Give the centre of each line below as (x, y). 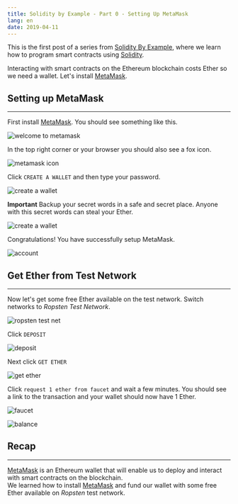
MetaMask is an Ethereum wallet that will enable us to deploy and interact (115, 470)
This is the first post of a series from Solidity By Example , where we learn (114, 47)
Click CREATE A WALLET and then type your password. (84, 177)
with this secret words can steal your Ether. (70, 212)
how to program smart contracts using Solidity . (76, 55)
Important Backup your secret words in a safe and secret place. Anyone (113, 205)
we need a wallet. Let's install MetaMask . (67, 76)
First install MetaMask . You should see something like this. (93, 122)
